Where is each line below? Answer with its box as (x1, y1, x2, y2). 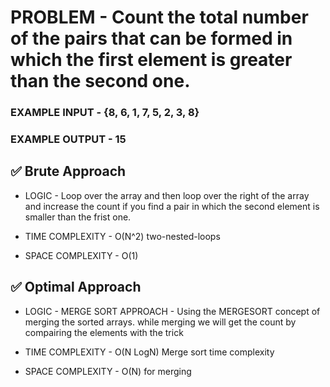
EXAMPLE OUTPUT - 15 (10, 132, 127, 146)
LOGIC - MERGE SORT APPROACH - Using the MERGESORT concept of (24, 305, 321, 317)
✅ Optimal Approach (10, 279, 142, 296)
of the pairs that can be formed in (10, 27, 293, 50)
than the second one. (10, 70, 191, 93)
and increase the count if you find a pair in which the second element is (24, 200, 320, 212)
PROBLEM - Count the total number (10, 6, 309, 29)
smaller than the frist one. (24, 211, 132, 223)
